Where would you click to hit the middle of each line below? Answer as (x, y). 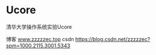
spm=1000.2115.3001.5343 (38, 45)
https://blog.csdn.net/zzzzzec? (113, 39)
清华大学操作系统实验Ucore (39, 27)
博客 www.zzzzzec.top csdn (40, 39)
